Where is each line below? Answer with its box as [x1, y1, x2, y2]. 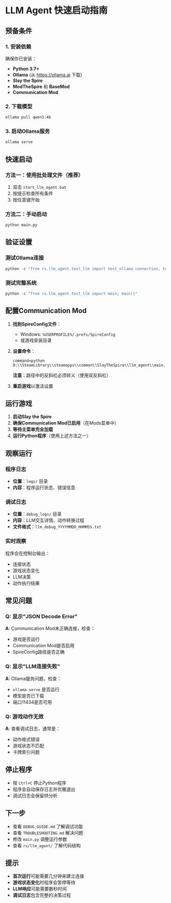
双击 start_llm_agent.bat [12, 184, 67, 190]
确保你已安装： [5, 55, 37, 62]
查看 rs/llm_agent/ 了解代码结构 [12, 842, 81, 849]
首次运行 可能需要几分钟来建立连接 [12, 873, 84, 879]
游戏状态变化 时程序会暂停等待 [12, 880, 75, 886]
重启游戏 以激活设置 [12, 383, 53, 389]
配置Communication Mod [5, 306, 87, 315]
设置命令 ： [12, 348, 36, 354]
